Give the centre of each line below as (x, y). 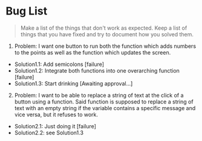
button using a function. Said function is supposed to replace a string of (104, 102)
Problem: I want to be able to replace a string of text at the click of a (99, 95)
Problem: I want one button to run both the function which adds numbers (105, 46)
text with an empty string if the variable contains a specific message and (105, 108)
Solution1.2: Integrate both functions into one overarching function (97, 70)
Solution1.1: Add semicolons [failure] (59, 64)
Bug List (27, 11)
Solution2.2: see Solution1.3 (49, 133)
